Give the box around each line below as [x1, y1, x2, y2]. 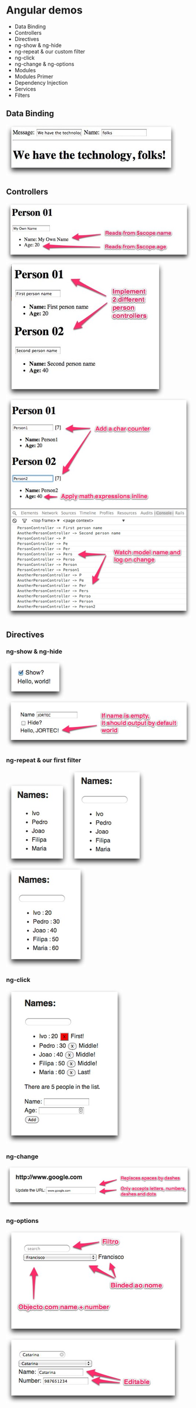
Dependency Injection [14, 79, 68, 86]
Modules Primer [14, 73, 54, 80]
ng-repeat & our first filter [6, 756, 82, 765]
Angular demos [6, 4, 83, 17]
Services [14, 85, 36, 92]
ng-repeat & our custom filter [14, 48, 86, 55]
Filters [14, 92, 31, 99]
